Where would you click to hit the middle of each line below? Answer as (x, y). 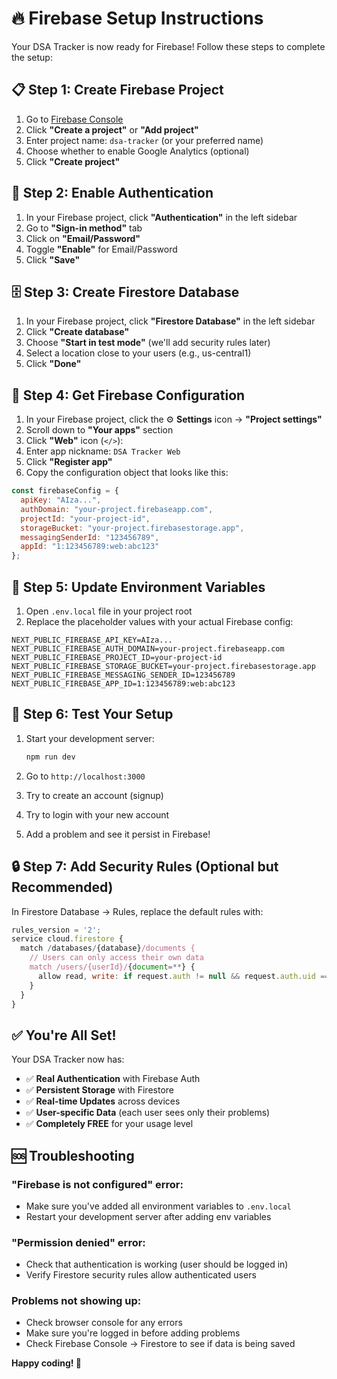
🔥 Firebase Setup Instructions (137, 18)
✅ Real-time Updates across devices (103, 1101)
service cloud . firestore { (67, 939)
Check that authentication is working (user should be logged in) (157, 1264)
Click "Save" (53, 259)
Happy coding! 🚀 (46, 1363)
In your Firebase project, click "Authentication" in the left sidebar (161, 217)
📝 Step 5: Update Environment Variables (138, 587)
